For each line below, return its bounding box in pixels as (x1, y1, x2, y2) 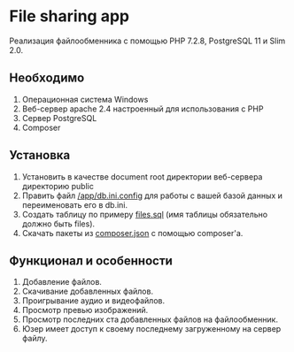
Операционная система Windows (21, 94, 149, 104)
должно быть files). (21, 218, 96, 229)
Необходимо (9, 71, 85, 86)
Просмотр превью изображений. (21, 305, 149, 316)
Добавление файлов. (21, 277, 102, 287)
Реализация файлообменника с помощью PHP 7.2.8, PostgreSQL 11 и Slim (9, 35, 286, 46)
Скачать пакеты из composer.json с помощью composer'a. (21, 227, 244, 238)
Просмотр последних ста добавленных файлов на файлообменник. (21, 314, 279, 325)
